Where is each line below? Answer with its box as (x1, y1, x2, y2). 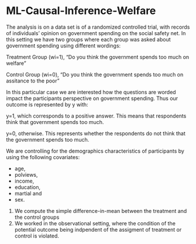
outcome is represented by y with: (6, 101, 89, 108)
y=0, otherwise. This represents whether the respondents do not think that (6, 130, 186, 137)
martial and (14, 190, 42, 197)
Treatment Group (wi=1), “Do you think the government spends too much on (6, 53, 190, 60)
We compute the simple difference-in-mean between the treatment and (14, 207, 187, 214)
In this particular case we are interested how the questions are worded (6, 88, 177, 95)
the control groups (14, 214, 60, 221)
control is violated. (14, 232, 60, 239)
